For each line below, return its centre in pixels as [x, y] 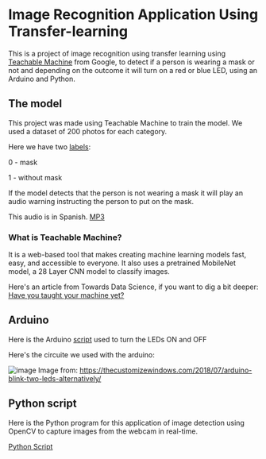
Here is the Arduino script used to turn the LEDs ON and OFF [108, 339]
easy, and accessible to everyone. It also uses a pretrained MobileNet [122, 263]
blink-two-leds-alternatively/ [55, 378]
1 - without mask [35, 177]
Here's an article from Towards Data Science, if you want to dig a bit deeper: [133, 287]
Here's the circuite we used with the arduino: [81, 354]
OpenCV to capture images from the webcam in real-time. [103, 431]
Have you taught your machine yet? [66, 295]
